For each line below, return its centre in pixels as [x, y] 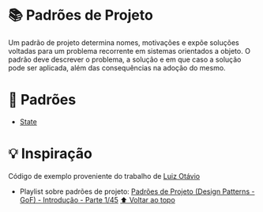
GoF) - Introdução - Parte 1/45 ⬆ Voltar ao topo [97, 199]
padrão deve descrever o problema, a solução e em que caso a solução [125, 59]
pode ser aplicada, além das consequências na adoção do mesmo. [117, 67]
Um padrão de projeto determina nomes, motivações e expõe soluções [124, 42]
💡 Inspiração [50, 154]
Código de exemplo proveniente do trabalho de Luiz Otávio [104, 176]
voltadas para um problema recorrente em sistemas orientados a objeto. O [130, 51]
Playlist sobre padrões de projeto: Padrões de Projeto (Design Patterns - [137, 191]
